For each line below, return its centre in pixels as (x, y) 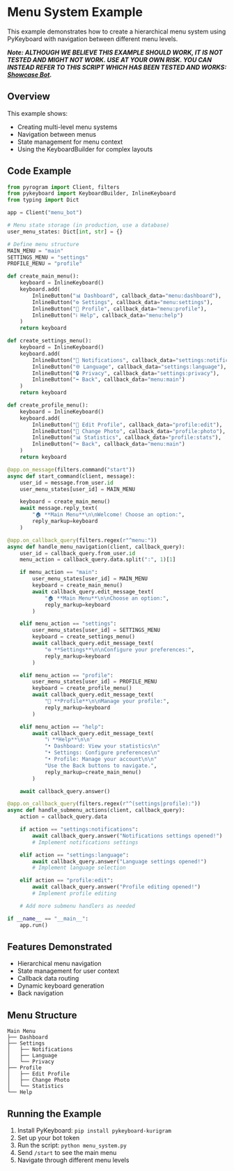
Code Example (39, 171)
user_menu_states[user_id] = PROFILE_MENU (95, 682)
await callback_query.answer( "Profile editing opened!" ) (116, 887)
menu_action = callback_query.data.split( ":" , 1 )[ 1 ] (98, 560)
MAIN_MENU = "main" (36, 251)
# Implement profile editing (75, 893)
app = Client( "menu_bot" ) (45, 213)
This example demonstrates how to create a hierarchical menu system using (117, 31)
